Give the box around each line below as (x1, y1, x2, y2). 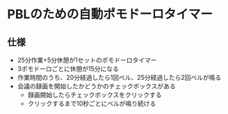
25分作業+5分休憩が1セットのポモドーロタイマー (17, 56, 157, 64)
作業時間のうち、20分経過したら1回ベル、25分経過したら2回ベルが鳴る (17, 74, 222, 81)
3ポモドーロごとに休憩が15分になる (17, 65, 120, 73)
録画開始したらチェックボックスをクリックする (27, 91, 162, 99)
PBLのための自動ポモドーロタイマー (7, 6, 213, 22)
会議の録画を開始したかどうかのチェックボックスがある (17, 82, 176, 90)
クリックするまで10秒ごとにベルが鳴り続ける (27, 99, 156, 108)
